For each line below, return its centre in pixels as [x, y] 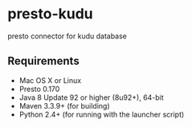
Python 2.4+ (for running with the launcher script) [102, 114]
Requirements [43, 61]
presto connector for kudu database [67, 36]
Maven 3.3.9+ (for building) [64, 105]
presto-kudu [50, 14]
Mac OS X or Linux [50, 80]
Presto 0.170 [39, 89]
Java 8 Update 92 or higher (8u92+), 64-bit [91, 97]
